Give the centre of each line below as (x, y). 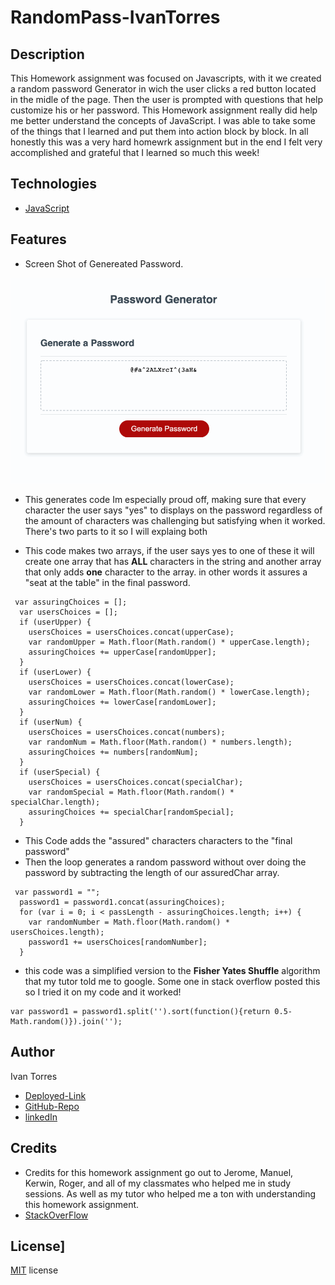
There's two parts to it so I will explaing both (116, 532)
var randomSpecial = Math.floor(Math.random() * (131, 792)
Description (47, 54)
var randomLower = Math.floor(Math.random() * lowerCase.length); (169, 692)
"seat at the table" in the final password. (107, 583)
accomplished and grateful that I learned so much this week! (135, 152)
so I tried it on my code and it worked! (103, 992)
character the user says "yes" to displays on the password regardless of (173, 510)
